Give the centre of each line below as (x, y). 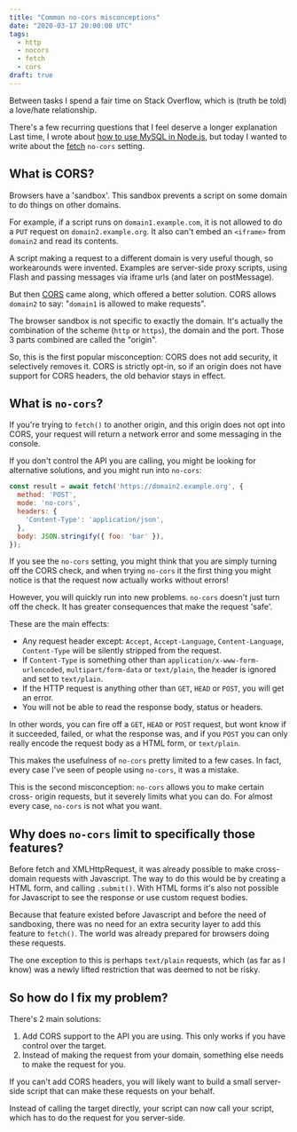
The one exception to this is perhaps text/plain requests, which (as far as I (147, 961)
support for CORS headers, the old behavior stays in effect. (117, 376)
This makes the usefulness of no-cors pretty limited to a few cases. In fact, (145, 761)
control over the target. (64, 1045)
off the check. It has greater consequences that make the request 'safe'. (141, 607)
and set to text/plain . (63, 679)
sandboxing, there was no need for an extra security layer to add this (135, 924)
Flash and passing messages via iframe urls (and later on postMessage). (142, 277)
